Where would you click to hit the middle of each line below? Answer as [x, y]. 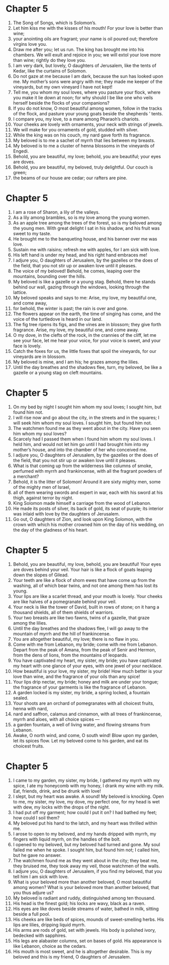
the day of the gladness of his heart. [51, 530]
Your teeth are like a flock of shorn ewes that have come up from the [84, 580]
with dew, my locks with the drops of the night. [61, 807]
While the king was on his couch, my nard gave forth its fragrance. [82, 135]
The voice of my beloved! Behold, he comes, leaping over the [76, 271]
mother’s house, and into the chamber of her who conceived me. [80, 450]
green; [20, 172]
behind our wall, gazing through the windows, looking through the [81, 287]
